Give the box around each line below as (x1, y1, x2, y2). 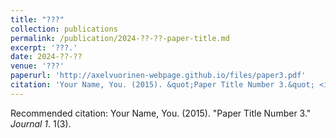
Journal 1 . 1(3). (10, 117, 72, 130)
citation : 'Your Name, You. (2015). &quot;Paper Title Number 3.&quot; (10, 80, 315, 90)
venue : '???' (10, 61, 65, 71)
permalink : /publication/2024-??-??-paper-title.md (10, 33, 230, 43)
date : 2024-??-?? (10, 52, 83, 62)
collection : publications (10, 24, 118, 34)
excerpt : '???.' (10, 42, 78, 53)
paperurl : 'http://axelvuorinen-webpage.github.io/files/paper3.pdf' (10, 71, 307, 81)
